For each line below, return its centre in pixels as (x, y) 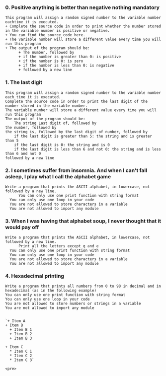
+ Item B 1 (21, 330)
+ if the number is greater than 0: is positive (70, 57)
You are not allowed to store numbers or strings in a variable (73, 304)
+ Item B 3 (21, 338)
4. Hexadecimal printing (35, 276)
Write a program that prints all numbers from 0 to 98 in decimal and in (83, 286)
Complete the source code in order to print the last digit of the (77, 101)
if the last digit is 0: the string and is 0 (62, 145)
